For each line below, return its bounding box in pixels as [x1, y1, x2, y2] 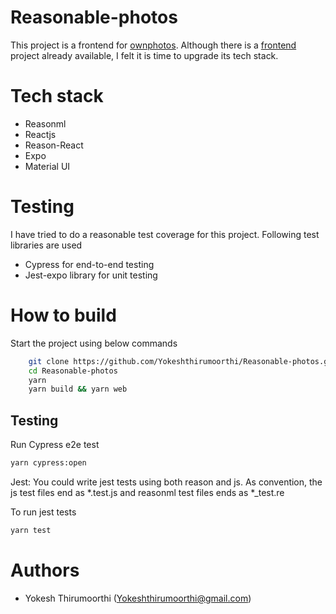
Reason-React [24, 139, 84, 151]
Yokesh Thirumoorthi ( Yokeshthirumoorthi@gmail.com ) [24, 592, 252, 604]
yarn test [10, 525, 52, 535]
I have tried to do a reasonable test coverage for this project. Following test [10, 228, 320, 240]
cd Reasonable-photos [28, 366, 118, 376]
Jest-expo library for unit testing [24, 269, 158, 281]
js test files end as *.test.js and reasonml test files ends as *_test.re [10, 486, 285, 498]
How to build [10, 304, 117, 326]
